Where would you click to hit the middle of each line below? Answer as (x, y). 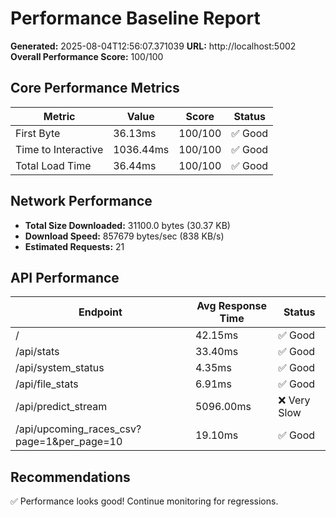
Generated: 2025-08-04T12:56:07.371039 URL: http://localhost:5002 (153, 46)
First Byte (38, 133)
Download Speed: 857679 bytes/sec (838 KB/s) (124, 236)
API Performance (65, 277)
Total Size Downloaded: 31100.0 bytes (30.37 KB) (127, 225)
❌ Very (294, 400)
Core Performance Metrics (95, 88)
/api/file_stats (47, 384)
